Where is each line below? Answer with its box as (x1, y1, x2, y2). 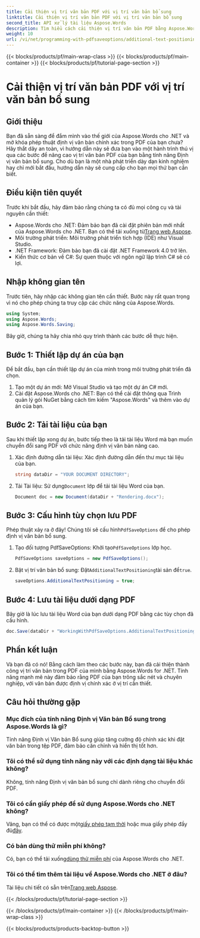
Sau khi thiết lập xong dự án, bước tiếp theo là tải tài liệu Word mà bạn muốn (6, 435, 193, 442)
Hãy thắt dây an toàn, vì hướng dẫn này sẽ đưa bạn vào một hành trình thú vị (6, 145, 193, 152)
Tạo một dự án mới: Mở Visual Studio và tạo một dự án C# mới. (14, 383, 168, 391)
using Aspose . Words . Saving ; (6, 322, 76, 328)
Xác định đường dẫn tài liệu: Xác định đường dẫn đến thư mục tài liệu (14, 453, 184, 460)
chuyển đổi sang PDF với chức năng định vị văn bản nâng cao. (6, 442, 160, 449)
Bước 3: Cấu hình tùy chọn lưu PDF (6, 510, 137, 521)
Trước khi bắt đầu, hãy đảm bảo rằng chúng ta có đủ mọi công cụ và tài (6, 204, 182, 211)
